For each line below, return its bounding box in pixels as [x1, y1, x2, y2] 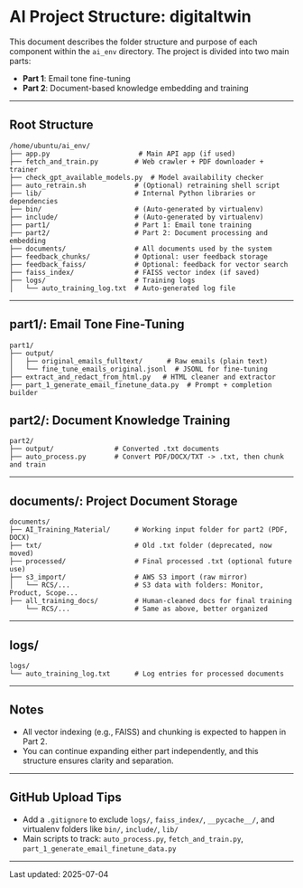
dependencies [9, 196, 59, 205]
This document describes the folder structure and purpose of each [9, 36, 258, 47]
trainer [9, 165, 39, 174]
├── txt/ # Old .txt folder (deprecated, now [9, 541, 272, 551]
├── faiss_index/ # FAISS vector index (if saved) [9, 268, 260, 277]
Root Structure [9, 118, 94, 133]
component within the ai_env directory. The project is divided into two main [9, 45, 289, 56]
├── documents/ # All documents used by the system [9, 244, 272, 253]
